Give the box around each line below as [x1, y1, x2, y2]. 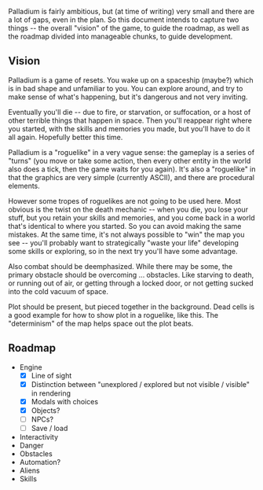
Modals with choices [31, 396, 99, 406]
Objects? [31, 405, 60, 415]
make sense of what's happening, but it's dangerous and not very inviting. [8, 92, 248, 101]
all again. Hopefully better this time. [8, 132, 123, 142]
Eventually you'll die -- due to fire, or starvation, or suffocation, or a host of [8, 107, 251, 116]
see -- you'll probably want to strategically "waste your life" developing [8, 238, 239, 247]
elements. [8, 181, 41, 190]
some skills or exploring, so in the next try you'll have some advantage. [8, 246, 238, 256]
